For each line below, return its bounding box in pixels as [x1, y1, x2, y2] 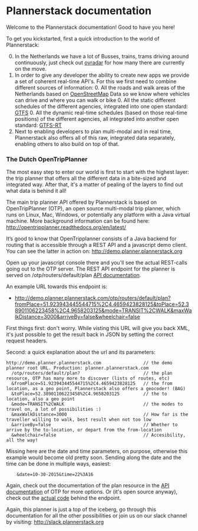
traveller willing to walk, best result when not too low [6, 417, 151, 423]
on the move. [14, 65, 47, 72]
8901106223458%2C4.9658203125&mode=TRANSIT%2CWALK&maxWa [14, 307, 192, 314]
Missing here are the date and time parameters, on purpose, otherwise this [6, 448, 188, 455]
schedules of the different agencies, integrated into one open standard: [14, 103, 189, 110]
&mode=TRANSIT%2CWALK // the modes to [11, 401, 183, 407]
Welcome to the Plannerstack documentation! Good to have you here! [6, 24, 175, 31]
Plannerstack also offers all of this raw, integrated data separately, [14, 134, 176, 141]
